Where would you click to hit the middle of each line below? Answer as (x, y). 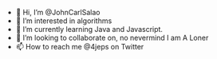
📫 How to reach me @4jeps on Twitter (80, 47)
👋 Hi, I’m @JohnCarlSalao (58, 12)
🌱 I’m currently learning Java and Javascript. (89, 29)
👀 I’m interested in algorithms (64, 21)
